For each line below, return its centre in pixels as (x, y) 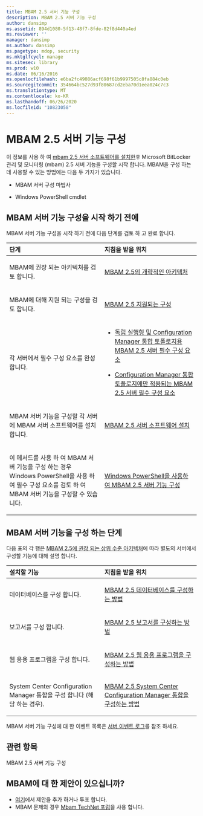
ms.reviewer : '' (27, 34)
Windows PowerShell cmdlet (50, 197)
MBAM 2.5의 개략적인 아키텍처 (147, 272)
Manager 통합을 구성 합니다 (47, 695)
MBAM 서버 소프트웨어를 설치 (56, 426)
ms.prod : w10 (23, 68)
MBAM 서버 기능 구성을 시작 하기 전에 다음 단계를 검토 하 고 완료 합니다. (91, 233)
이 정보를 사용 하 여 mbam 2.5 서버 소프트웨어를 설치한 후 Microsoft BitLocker (98, 157)
